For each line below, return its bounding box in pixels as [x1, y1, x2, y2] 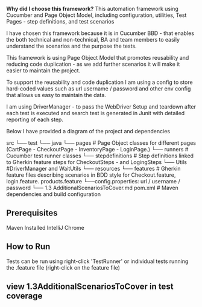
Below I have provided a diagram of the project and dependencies [6, 128, 171, 135]
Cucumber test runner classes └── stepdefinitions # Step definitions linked [6, 152, 194, 159]
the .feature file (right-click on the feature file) [6, 264, 121, 271]
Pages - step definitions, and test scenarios [6, 18, 115, 25]
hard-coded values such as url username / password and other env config [6, 85, 191, 92]
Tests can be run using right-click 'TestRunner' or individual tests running [6, 258, 189, 265]
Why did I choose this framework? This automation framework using [6, 5, 179, 12]
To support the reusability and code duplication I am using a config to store [6, 78, 193, 86]
